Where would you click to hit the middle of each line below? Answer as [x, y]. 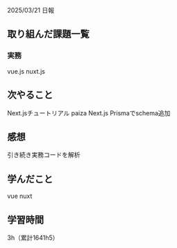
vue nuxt [20, 196]
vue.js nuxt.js [26, 71]
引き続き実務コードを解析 [44, 155]
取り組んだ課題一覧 [48, 34]
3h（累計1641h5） [33, 238]
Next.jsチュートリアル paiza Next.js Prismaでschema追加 [89, 113]
